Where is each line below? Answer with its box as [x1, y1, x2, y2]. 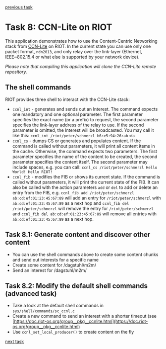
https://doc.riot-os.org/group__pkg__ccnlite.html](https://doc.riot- [14, 318, 148, 325]
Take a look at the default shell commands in [12, 303, 104, 309]
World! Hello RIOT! [12, 169, 53, 174]
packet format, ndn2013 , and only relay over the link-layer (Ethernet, [5, 48, 143, 54]
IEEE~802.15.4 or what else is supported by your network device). [5, 54, 140, 60]
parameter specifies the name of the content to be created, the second [12, 154, 158, 160]
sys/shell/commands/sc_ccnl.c [12, 309, 75, 314]
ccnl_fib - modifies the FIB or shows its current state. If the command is [12, 174, 160, 179]
